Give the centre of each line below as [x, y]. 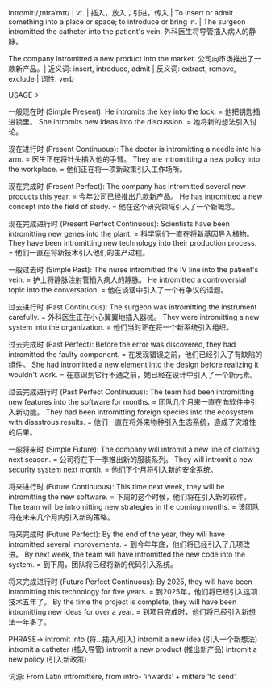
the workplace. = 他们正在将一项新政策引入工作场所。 [98, 169]
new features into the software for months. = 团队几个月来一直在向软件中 [129, 402]
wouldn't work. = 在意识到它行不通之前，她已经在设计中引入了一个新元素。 [133, 374]
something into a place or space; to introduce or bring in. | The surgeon [127, 22]
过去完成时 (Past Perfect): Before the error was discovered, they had [122, 344]
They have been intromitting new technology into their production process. [133, 243]
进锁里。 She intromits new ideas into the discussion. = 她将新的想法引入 [129, 122]
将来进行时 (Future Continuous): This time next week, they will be [117, 487]
